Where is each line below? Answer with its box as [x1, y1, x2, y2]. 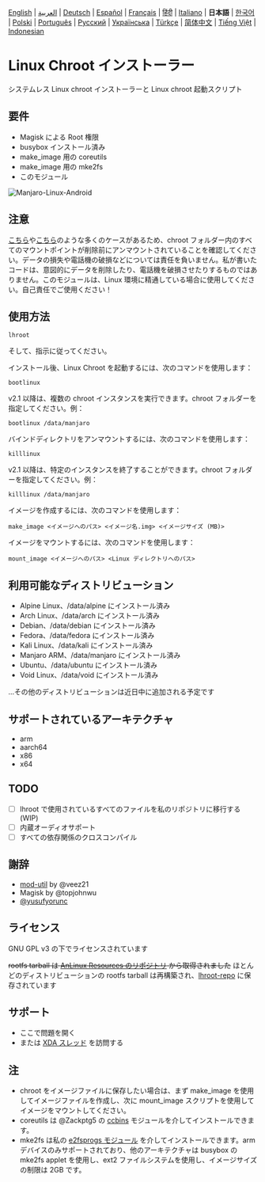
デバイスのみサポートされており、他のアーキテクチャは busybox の [19, 1146, 238, 1155]
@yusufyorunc [19, 896, 69, 906]
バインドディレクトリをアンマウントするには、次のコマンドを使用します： [8, 435, 251, 444]
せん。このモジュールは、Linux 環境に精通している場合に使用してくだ [21, 275, 248, 284]
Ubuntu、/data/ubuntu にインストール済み [19, 660, 158, 670]
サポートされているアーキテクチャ [8, 713, 174, 726]
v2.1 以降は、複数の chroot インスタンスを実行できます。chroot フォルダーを [8, 393, 257, 403]
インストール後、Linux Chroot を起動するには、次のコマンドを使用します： [8, 363, 253, 373]
